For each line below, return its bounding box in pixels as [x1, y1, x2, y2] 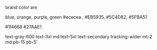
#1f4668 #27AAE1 [5, 24, 42, 30]
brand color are [5, 5, 37, 10]
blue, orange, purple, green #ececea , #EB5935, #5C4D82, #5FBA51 [5, 14, 147, 20]
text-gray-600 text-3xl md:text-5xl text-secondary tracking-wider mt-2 [5, 34, 152, 39]
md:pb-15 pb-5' [5, 39, 38, 45]
